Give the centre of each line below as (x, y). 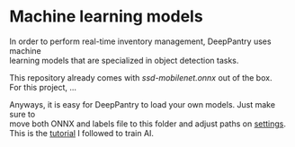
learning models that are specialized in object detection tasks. (124, 60)
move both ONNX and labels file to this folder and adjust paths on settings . (147, 124)
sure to (22, 114)
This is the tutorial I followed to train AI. (82, 133)
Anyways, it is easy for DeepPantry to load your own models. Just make (143, 104)
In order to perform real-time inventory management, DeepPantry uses (140, 41)
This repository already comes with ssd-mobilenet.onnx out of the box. (141, 77)
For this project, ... (43, 87)
